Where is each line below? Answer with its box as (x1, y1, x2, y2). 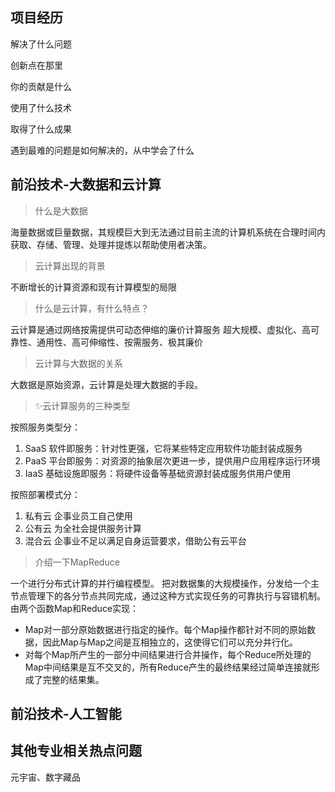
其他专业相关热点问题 (10, 743, 142, 760)
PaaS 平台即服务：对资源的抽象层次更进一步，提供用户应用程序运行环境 (24, 454, 321, 467)
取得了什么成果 (10, 123, 72, 135)
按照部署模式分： (10, 488, 81, 500)
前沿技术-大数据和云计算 (10, 176, 162, 193)
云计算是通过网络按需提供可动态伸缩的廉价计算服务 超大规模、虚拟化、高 (10, 323, 311, 335)
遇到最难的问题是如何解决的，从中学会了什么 (10, 144, 195, 156)
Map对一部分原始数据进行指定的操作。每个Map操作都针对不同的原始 (24, 623, 307, 635)
